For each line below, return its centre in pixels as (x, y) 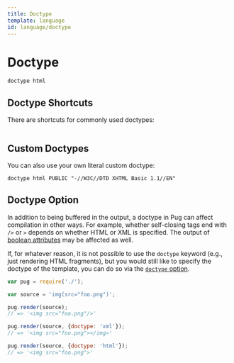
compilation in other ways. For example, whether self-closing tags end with (117, 225)
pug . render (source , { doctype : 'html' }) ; (68, 346)
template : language (36, 21)
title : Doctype (30, 14)
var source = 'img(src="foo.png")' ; (61, 294)
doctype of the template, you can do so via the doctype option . (99, 268)
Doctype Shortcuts (50, 102)
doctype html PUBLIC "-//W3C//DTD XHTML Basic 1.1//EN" (91, 178)
